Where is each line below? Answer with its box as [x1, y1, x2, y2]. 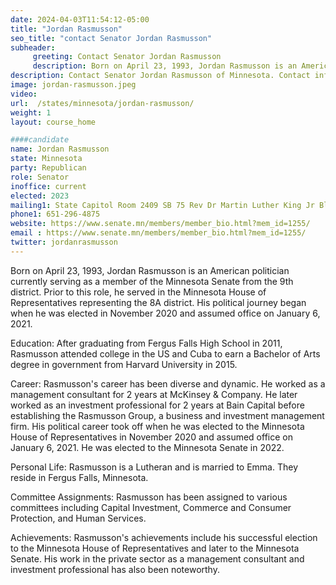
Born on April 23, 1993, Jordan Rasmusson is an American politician [10, 264, 290, 276]
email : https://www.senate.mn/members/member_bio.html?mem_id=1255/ [10, 228, 307, 238]
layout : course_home [10, 117, 97, 127]
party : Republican [10, 163, 87, 173]
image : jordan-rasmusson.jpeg [10, 80, 137, 90]
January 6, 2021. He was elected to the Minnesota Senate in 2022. [10, 441, 285, 453]
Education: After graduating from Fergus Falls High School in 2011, [10, 337, 283, 349]
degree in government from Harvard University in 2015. [10, 358, 238, 370]
